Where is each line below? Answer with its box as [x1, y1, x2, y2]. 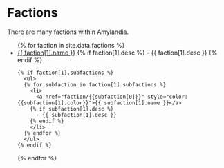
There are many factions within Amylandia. [7, 28, 129, 36]
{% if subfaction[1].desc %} [30, 105, 114, 112]
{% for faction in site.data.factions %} [17, 41, 125, 49]
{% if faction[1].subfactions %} [17, 69, 114, 76]
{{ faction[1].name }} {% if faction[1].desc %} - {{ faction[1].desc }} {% [17, 48, 218, 57]
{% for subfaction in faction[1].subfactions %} [24, 81, 167, 88]
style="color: [147, 93, 188, 100]
